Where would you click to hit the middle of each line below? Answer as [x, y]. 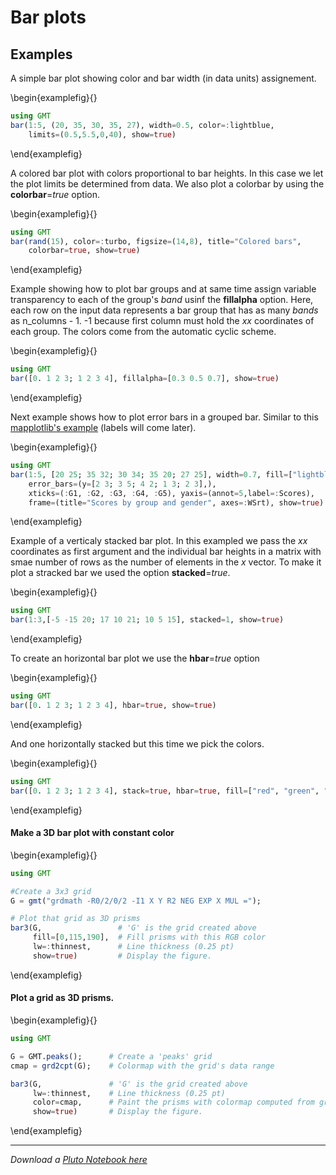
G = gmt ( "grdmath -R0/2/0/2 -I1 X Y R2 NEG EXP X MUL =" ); [136, 901]
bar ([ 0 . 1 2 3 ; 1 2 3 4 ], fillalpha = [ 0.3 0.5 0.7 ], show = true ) [145, 379]
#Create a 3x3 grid [51, 891]
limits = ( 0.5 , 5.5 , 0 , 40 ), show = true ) [102, 134]
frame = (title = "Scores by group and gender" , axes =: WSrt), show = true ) [176, 502]
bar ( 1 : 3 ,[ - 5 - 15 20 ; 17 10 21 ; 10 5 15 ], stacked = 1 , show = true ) [147, 620]
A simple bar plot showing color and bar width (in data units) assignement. [163, 78]
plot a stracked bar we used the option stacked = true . [120, 573]
